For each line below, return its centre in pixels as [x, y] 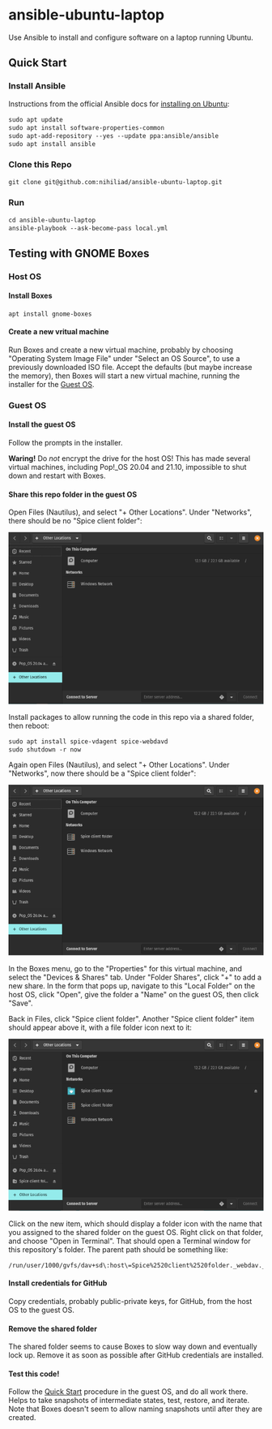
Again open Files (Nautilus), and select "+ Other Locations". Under [119, 764]
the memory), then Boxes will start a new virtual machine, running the [124, 376]
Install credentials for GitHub [58, 1283]
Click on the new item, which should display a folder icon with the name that [136, 1224]
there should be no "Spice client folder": [76, 521]
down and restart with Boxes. [57, 476]
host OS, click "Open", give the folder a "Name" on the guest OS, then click [134, 995]
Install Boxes [30, 296]
